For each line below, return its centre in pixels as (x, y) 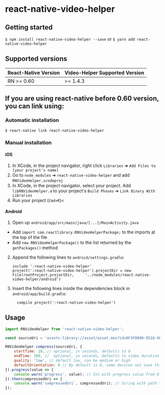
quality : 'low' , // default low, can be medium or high (72, 361)
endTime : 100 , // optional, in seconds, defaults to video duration (87, 356)
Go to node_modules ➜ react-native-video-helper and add (71, 175)
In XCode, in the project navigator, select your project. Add (71, 185)
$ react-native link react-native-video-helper (55, 131)
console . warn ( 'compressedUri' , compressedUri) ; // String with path (85, 383)
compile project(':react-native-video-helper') (67, 302)
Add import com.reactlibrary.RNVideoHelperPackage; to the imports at (84, 232)
